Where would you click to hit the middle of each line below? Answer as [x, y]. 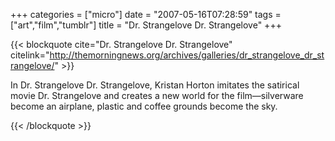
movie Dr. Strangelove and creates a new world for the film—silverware [157, 95]
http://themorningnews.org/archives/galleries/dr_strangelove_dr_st [187, 55]
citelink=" [30, 55]
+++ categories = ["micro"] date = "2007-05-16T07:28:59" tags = [146, 14]
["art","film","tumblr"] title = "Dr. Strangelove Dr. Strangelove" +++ [146, 25]
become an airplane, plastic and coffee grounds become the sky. [144, 106]
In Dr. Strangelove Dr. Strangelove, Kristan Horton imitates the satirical [155, 85]
